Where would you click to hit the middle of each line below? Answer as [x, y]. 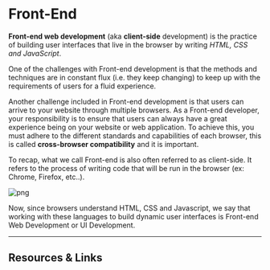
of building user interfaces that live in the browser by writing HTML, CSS [128, 44]
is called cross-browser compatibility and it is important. [104, 144]
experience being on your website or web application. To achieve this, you [131, 127]
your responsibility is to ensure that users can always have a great [118, 118]
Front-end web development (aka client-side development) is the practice [133, 36]
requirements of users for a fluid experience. [82, 86]
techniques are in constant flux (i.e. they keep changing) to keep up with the [135, 77]
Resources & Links [55, 258]
